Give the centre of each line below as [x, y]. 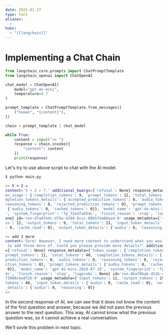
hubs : [11, 28]
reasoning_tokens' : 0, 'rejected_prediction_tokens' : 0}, [67, 204]
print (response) [31, 158]
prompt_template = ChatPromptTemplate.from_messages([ [63, 108]
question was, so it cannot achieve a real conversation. [62, 318]
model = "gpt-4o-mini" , [36, 89]
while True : [17, 135]
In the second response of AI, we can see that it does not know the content [82, 302]
